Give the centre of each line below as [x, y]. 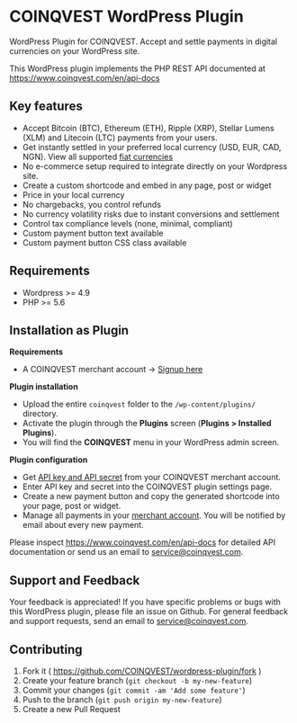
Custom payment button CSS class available [104, 242]
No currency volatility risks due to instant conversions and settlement [151, 214]
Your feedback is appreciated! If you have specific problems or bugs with [145, 602]
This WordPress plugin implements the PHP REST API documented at [137, 68]
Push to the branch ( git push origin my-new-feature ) [122, 700]
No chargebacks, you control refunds [92, 204]
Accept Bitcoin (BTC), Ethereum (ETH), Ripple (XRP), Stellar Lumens [148, 128]
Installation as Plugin [69, 330]
